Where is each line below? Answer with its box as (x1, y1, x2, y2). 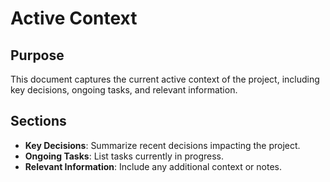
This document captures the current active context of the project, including (10, 73, 320, 85)
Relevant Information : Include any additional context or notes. (24, 160, 283, 172)
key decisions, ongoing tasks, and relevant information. (10, 84, 238, 96)
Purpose (10, 47, 65, 64)
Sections (10, 113, 67, 130)
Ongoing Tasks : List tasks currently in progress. (24, 150, 225, 162)
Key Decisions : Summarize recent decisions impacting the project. (24, 139, 301, 151)
